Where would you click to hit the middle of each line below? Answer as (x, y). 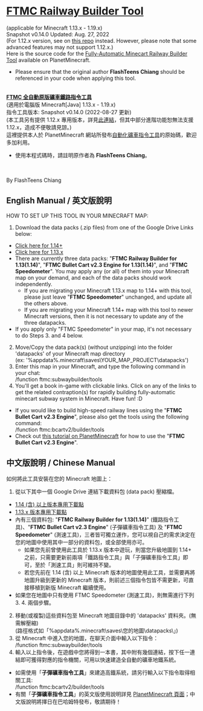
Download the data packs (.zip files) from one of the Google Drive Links (104, 227)
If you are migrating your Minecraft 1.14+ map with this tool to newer (108, 310)
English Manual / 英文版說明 (59, 201)
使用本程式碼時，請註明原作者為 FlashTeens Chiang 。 (82, 155)
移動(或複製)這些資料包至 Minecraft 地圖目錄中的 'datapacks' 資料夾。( (103, 615)
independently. (34, 284)
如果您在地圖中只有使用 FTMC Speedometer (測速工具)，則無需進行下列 (105, 595)
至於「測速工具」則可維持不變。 (75, 565)
